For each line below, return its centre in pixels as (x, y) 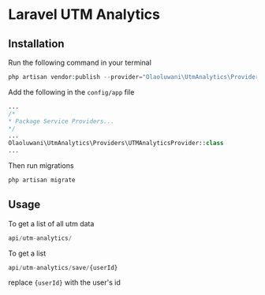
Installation (36, 44)
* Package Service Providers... (61, 121)
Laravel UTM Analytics (84, 15)
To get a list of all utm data (51, 223)
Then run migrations (41, 166)
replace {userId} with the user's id (64, 282)
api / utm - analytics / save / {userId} (63, 267)
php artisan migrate (42, 180)
